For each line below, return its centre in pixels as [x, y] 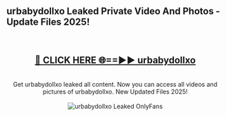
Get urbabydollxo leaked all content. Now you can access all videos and [115, 84]
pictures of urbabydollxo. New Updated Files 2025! [115, 92]
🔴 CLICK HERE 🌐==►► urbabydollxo [115, 60]
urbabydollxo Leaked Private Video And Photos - [113, 11]
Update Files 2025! [48, 22]
